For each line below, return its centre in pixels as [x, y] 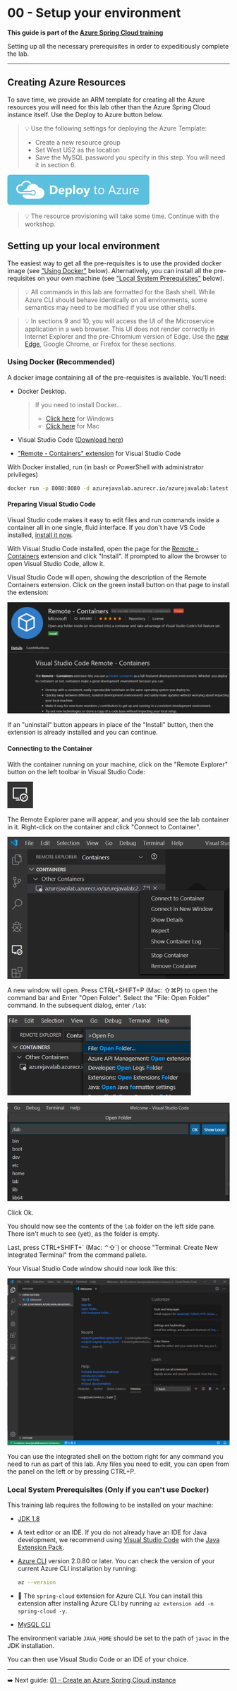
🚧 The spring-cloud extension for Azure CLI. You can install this [110, 1596]
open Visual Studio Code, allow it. [56, 563]
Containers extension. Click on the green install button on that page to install [119, 584]
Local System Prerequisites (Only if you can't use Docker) [108, 1489]
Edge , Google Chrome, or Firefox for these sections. [100, 344]
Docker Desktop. [42, 391]
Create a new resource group [78, 142]
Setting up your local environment [84, 246]
